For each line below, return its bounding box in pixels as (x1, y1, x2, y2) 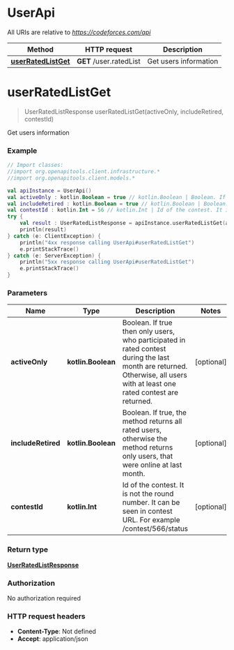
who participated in (122, 335, 186, 345)
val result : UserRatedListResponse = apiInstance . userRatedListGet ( (19, 220, 226, 227)
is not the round (122, 489, 174, 498)
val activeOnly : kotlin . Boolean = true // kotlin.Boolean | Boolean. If (7, 193, 226, 200)
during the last (122, 353, 170, 362)
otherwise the (122, 434, 168, 444)
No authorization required (7, 593, 81, 602)
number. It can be (122, 498, 180, 508)
